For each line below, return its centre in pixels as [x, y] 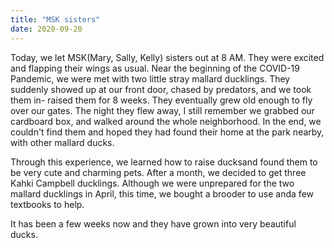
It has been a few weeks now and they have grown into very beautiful [153, 223]
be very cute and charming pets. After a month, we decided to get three [158, 172]
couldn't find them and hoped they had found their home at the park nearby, [167, 132]
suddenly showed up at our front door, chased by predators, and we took [161, 89]
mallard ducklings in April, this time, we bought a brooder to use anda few [162, 193]
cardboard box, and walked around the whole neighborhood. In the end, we [166, 121]
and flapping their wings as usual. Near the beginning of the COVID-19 [155, 68]
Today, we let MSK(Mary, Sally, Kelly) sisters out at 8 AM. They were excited [167, 57]
